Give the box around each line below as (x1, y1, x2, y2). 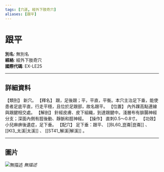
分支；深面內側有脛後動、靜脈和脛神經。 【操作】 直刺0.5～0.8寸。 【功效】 (5, 115, 159, 122)
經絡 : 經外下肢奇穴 (5, 57, 42, 63)
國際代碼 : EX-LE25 (5, 63, 42, 69)
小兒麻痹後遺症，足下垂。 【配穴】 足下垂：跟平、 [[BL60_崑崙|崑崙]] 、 (5, 122, 150, 128)
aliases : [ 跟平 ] (5, 12, 37, 17)
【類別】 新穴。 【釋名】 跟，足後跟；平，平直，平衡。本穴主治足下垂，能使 (5, 97, 159, 103)
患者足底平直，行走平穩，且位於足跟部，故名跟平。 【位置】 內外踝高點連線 (5, 103, 157, 110)
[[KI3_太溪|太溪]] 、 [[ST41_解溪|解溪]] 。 (5, 128, 87, 134)
